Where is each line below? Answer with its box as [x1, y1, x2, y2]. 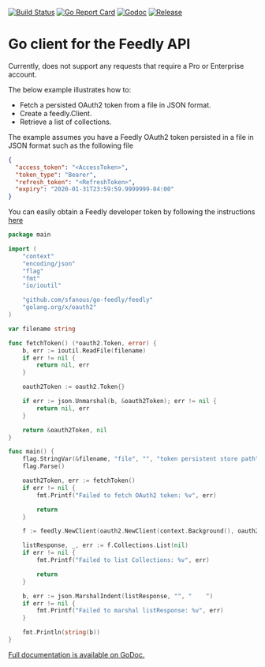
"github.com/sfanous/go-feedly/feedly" [22, 296, 154, 304]
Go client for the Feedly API [8, 36, 191, 53]
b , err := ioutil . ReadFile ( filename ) [22, 346, 147, 355]
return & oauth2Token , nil [22, 426, 108, 434]
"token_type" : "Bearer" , [15, 171, 97, 179]
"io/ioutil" [22, 281, 62, 290]
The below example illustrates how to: [8, 85, 132, 94]
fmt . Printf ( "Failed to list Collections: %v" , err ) [36, 556, 211, 564]
